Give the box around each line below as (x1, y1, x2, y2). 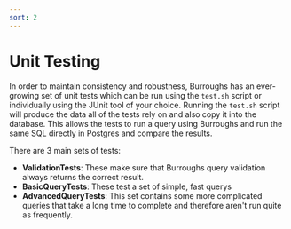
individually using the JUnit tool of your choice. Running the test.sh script (9, 99, 280, 110)
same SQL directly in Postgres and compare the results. (9, 128, 213, 138)
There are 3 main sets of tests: (9, 145, 122, 155)
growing (9, 90, 40, 100)
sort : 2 (9, 12, 38, 22)
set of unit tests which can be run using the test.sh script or (41, 90, 263, 100)
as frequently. (21, 209, 73, 220)
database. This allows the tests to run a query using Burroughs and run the (9, 118, 283, 129)
